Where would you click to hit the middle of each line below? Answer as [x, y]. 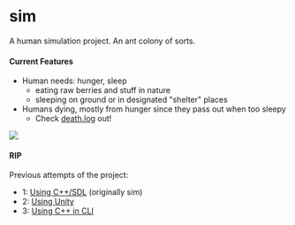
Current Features [41, 61]
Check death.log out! [73, 119]
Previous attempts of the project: [69, 175]
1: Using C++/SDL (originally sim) [82, 192]
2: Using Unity [48, 202]
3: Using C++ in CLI [58, 211]
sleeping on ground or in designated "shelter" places [131, 100]
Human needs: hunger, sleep [74, 81]
